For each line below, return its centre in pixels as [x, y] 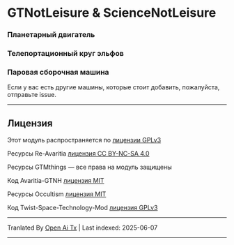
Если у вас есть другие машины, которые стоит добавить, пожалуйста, [114, 87]
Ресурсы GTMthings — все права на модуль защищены [89, 167]
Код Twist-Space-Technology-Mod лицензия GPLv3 [83, 208]
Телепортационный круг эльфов [65, 54]
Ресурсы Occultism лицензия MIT [57, 194]
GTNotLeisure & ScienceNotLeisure [112, 13]
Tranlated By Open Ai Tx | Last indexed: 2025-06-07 [83, 228]
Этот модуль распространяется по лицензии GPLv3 [84, 140]
